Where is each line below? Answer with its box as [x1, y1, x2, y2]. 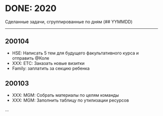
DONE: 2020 [5, 3, 57, 14]
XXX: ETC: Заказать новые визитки [12, 60, 85, 66]
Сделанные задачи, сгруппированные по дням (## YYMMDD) [5, 19, 133, 25]
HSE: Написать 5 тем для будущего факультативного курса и [12, 50, 139, 56]
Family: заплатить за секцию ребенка [12, 65, 90, 71]
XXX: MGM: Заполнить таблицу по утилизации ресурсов [12, 97, 130, 103]
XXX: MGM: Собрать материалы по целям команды [12, 92, 119, 98]
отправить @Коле [12, 55, 49, 61]
